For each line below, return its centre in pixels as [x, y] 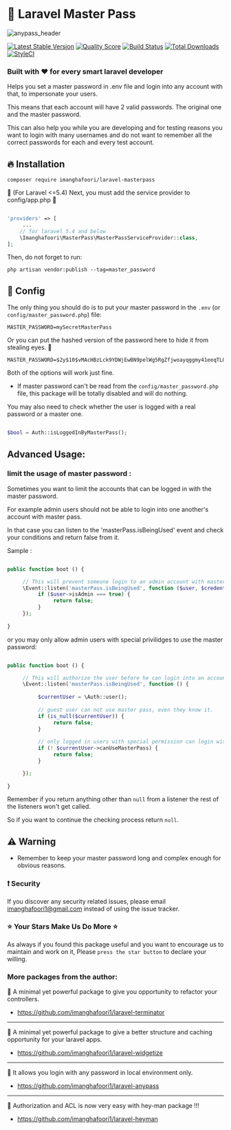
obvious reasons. [42, 865]
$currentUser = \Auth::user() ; [82, 697]
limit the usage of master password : [69, 474]
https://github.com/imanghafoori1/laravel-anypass [88, 1086]
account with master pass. [45, 517]
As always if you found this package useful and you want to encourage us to [115, 944]
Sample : [20, 550]
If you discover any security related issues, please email [87, 901]
